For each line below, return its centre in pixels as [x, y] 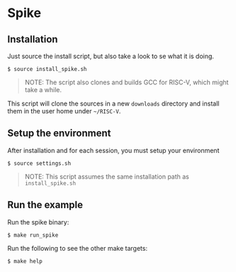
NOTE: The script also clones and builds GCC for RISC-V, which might [127, 82]
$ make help [25, 261]
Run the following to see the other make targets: [77, 248]
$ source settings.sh [39, 163]
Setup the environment [59, 134]
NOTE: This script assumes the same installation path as [107, 176]
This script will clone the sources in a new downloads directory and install [113, 103]
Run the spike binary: [38, 222]
